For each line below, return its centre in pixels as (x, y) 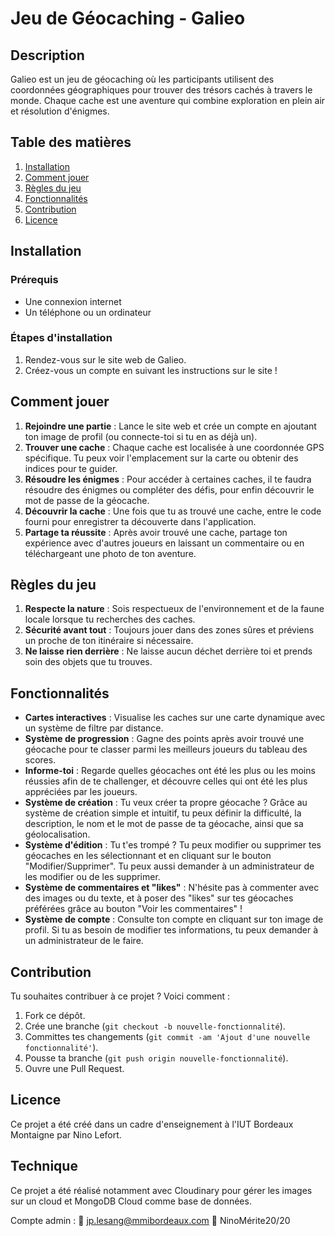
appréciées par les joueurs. (81, 792)
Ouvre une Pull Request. (74, 1069)
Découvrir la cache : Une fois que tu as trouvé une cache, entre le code (173, 511)
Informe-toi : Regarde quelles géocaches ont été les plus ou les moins (170, 771)
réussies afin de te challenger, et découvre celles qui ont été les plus (166, 781)
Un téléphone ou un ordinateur (88, 312)
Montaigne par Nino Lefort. (66, 1134)
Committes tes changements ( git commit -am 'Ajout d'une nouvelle (167, 1037)
